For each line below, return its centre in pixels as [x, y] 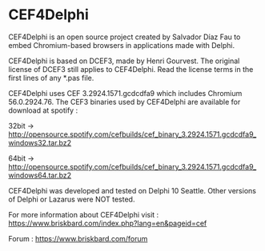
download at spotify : [43, 110]
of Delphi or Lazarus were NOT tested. [72, 199]
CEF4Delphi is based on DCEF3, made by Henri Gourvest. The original [124, 61]
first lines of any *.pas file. [51, 78]
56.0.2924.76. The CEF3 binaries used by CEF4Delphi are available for [124, 102]
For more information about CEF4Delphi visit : [84, 214]
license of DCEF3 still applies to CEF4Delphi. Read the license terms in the [131, 69]
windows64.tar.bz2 [40, 175]
